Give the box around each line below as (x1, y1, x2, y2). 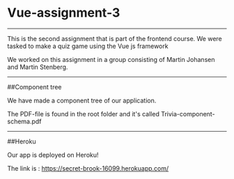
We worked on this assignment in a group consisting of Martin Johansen (7, 55, 215, 63)
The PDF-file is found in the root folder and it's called (7, 109, 160, 118)
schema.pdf (7, 117, 42, 125)
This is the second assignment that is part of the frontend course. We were (7, 34, 223, 42)
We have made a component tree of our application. (7, 96, 157, 104)
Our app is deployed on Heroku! (7, 150, 99, 159)
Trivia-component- (161, 109, 215, 118)
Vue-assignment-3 (7, 5, 120, 21)
